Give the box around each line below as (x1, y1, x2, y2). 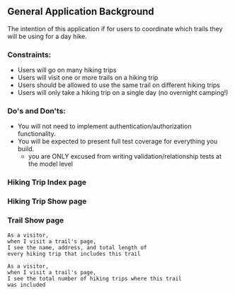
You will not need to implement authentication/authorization (17, 122, 192, 130)
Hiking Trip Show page (7, 196, 87, 206)
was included (7, 281, 46, 288)
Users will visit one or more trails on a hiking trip (17, 74, 159, 82)
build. (17, 145, 35, 153)
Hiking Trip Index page (7, 177, 87, 187)
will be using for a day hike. (7, 32, 87, 40)
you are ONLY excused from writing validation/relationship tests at (28, 152, 222, 161)
